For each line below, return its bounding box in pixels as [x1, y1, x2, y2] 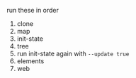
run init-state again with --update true [16, 49, 130, 58]
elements [16, 57, 45, 65]
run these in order [6, 6, 59, 14]
